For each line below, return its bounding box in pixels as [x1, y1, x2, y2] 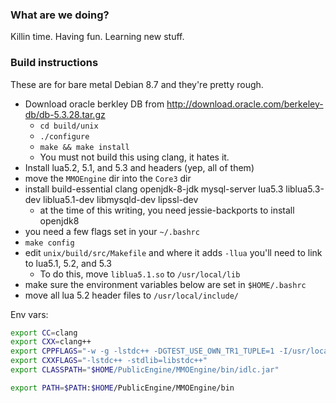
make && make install [39, 142, 130, 152]
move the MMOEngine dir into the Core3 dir [24, 172, 192, 184]
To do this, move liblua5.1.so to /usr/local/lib [39, 268, 241, 280]
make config [24, 238, 75, 248]
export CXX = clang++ [10, 337, 92, 347]
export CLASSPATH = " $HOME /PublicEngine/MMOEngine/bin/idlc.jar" [10, 365, 280, 375]
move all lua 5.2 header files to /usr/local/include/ [24, 289, 240, 301]
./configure [39, 131, 90, 142]
